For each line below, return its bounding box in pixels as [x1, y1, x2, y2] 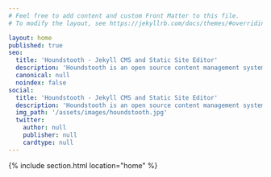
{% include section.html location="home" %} [8, 160, 158, 170]
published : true [8, 41, 63, 49]
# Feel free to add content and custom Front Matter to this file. [8, 11, 240, 20]
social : [8, 86, 35, 94]
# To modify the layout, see [8, 19, 106, 27]
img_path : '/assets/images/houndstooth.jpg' [15, 109, 168, 117]
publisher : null [23, 131, 78, 139]
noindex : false [15, 78, 67, 87]
